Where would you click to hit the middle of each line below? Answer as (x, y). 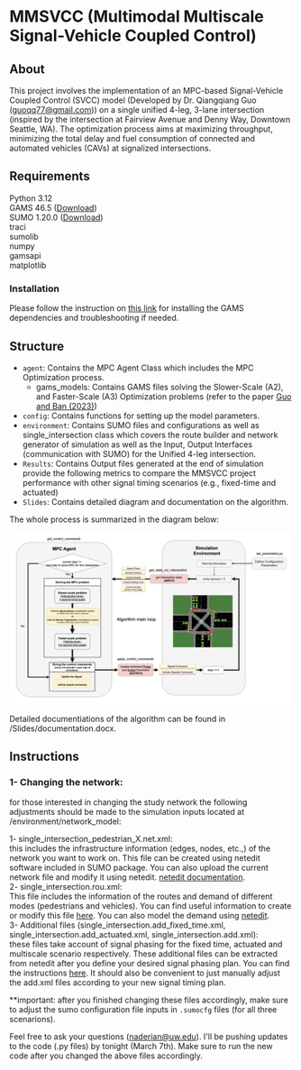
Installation (35, 288)
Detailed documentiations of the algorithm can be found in (118, 719)
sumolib (24, 236)
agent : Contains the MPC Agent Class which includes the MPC (138, 368)
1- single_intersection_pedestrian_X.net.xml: (91, 838)
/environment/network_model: (65, 821)
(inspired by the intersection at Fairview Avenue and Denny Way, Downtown (150, 119)
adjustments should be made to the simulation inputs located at (127, 811)
